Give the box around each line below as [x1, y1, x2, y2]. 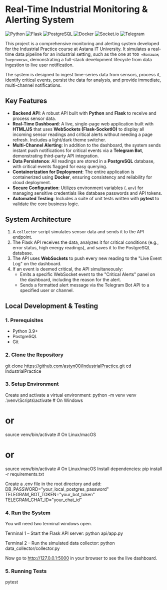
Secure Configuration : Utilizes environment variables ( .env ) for [12, 185, 143, 191]
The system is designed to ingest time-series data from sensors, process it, [5, 71, 161, 77]
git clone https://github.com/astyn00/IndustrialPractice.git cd [5, 363, 131, 369]
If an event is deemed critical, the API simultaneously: [12, 266, 123, 272]
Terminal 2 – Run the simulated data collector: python [5, 540, 115, 546]
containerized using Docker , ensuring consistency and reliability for [12, 174, 152, 180]
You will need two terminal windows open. [5, 521, 92, 527]
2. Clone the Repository [5, 351, 64, 358]
